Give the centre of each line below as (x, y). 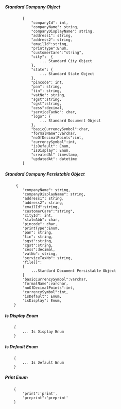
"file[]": (32, 262)
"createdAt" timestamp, (55, 155)
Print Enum (17, 377)
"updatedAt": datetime (54, 159)
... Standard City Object (66, 61)
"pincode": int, (47, 82)
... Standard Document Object (70, 121)
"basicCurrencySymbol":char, (60, 129)
